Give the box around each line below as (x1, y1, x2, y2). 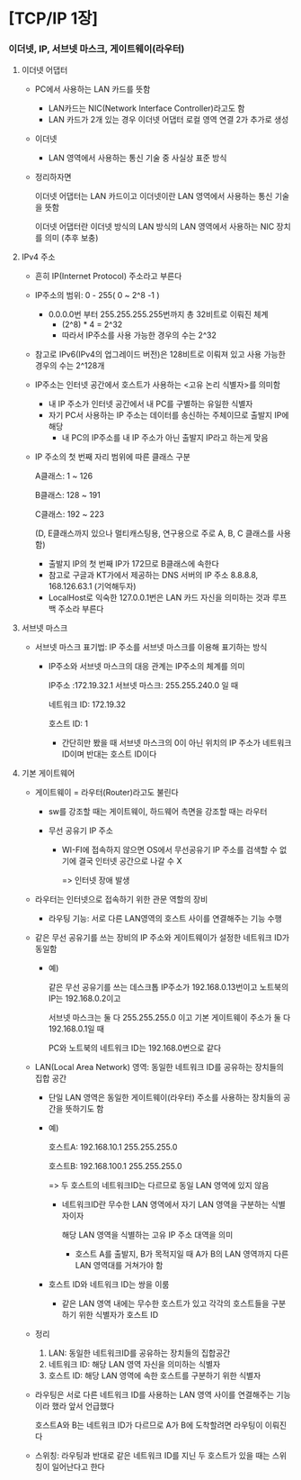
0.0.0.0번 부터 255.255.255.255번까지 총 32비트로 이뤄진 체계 (48, 309, 269, 320)
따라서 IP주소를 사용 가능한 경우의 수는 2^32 (61, 330, 217, 340)
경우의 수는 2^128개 (34, 360, 105, 371)
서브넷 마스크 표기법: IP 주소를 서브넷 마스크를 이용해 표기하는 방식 (34, 641, 268, 653)
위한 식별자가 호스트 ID (78, 1310, 159, 1321)
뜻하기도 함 (65, 1103, 104, 1114)
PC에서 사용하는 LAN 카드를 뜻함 (34, 84, 151, 95)
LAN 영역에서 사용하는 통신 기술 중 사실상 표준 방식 (48, 152, 227, 163)
